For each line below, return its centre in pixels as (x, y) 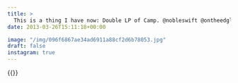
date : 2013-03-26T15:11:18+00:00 (57, 27)
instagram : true (31, 53)
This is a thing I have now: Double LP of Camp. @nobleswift (106, 20)
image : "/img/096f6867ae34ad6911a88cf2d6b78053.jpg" (87, 39)
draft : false (27, 46)
